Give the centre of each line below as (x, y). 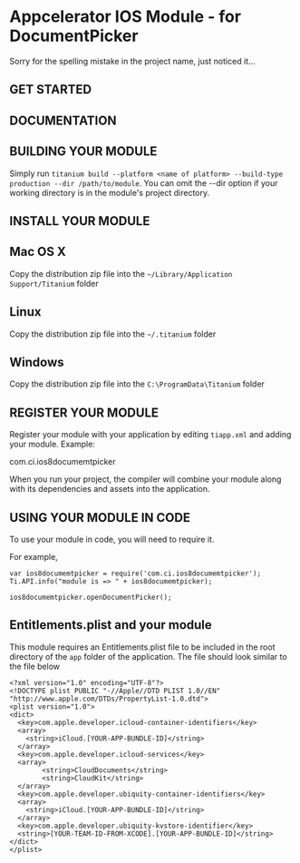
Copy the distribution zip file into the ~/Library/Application (121, 273)
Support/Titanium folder (54, 283)
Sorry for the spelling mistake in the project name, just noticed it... (132, 61)
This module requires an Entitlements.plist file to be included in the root (142, 647)
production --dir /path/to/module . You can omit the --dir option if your (144, 182)
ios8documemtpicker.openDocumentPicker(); (91, 597)
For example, (34, 556)
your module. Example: (52, 444)
